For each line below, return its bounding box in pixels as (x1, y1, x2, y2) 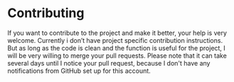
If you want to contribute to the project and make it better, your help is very (7, 29, 228, 37)
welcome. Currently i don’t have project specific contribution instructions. (7, 36, 223, 44)
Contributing (7, 5, 85, 21)
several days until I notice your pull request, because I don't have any (7, 58, 211, 67)
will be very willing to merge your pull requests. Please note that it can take (7, 51, 228, 60)
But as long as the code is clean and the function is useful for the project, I (7, 43, 225, 52)
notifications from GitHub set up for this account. (7, 66, 151, 75)
